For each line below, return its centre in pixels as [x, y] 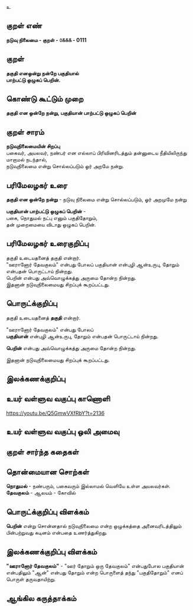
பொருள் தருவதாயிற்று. [31, 579]
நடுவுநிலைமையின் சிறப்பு [33, 146]
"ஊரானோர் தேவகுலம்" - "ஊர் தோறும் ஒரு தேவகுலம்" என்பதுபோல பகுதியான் [95, 566]
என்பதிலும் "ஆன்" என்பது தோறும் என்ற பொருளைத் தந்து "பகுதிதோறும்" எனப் [94, 573]
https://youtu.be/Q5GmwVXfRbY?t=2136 [55, 413]
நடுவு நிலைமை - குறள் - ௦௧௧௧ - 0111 [46, 40]
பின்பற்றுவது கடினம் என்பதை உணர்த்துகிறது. [57, 532]
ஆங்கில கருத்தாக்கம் [41, 598]
